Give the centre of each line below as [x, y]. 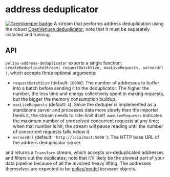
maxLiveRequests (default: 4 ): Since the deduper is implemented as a [84, 104]
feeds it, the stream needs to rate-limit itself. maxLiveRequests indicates [87, 115]
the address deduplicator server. [47, 142]
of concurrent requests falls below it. [51, 131]
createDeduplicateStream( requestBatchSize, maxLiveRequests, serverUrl [84, 68]
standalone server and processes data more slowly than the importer [86, 110]
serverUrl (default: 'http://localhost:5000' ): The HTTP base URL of [86, 137]
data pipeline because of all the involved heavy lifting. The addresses [78, 163]
